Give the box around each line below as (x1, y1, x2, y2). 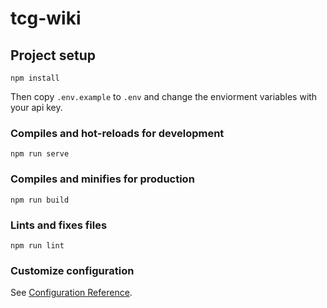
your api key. (10, 102, 63, 113)
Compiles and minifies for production (10, 172, 195, 186)
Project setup (10, 47, 97, 64)
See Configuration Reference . (10, 287, 133, 299)
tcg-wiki (10, 7, 82, 30)
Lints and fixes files (10, 218, 108, 232)
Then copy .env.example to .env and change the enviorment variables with (10, 91, 318, 102)
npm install (10, 73, 60, 83)
